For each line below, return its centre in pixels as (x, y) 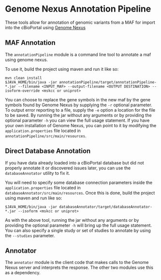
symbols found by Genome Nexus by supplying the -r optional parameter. (79, 105)
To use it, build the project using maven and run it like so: (62, 69)
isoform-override (22, 91)
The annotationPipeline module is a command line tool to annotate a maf (78, 54)
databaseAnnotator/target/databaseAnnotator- (105, 207)
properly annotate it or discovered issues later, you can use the (68, 168)
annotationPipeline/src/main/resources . (46, 136)
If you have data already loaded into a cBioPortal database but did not (74, 163)
